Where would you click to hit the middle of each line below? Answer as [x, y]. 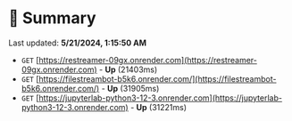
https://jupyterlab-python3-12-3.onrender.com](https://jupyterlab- [161, 98]
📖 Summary [52, 18]
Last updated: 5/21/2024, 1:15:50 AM [78, 43]
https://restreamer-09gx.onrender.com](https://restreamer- [148, 60]
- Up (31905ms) [130, 88]
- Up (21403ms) [128, 69]
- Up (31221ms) [159, 107]
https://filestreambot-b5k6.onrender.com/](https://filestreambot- [158, 78]
